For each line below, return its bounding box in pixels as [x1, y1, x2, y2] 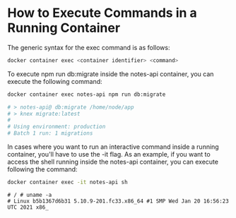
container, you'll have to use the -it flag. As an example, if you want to [7, 150, 211, 159]
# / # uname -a [7, 191, 52, 198]
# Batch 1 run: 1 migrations [7, 130, 93, 137]
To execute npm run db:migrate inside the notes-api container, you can [7, 69, 214, 78]
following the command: [7, 165, 78, 174]
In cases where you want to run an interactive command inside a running [7, 143, 219, 151]
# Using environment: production [7, 123, 106, 131]
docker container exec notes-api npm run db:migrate [7, 90, 166, 98]
